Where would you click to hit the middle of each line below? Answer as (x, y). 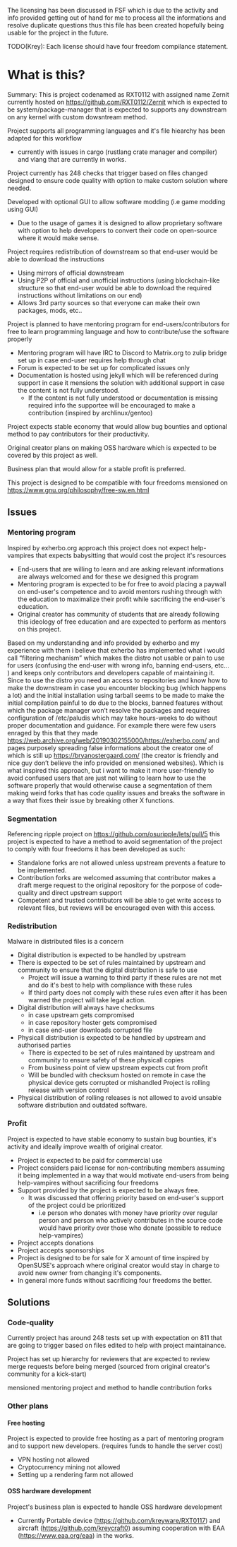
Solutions (29, 1302)
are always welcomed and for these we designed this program (108, 576)
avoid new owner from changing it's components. (90, 1273)
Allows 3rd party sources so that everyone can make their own (109, 302)
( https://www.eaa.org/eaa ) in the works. (75, 1535)
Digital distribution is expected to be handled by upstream (102, 955)
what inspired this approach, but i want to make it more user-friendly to (111, 770)
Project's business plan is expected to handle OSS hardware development (115, 1507)
